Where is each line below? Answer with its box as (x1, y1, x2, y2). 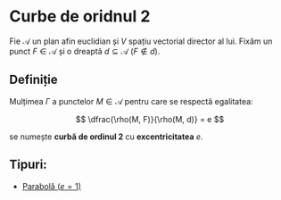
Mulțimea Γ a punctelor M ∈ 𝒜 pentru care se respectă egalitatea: (9, 96, 253, 106)
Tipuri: (9, 157, 47, 172)
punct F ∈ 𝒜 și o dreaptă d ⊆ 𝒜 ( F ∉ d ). (9, 46, 161, 56)
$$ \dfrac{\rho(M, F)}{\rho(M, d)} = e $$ (75, 113, 225, 124)
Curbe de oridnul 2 (9, 6, 151, 27)
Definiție (9, 72, 58, 87)
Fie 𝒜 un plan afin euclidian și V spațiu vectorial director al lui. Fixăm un (9, 36, 273, 46)
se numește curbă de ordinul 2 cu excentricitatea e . (9, 131, 203, 142)
